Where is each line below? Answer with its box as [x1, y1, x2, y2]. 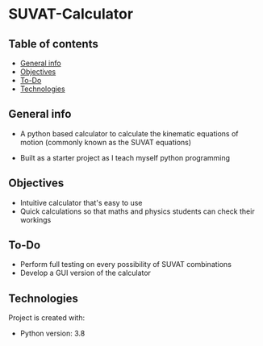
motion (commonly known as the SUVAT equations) [19, 137, 192, 147]
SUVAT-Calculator [8, 5, 134, 23]
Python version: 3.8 [19, 328, 86, 339]
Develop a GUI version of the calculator [19, 268, 152, 278]
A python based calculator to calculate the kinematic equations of [19, 128, 239, 138]
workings [19, 215, 52, 224]
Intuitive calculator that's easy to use [19, 198, 143, 207]
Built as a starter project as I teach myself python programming [19, 152, 231, 162]
